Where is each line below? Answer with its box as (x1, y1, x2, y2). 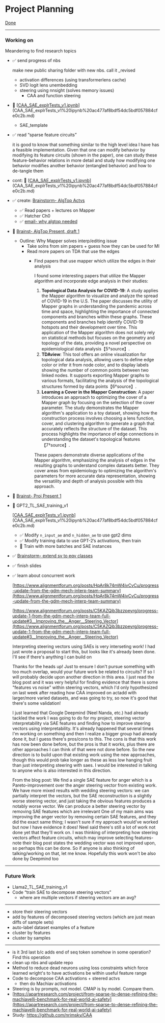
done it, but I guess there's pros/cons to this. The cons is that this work (12, 736, 156, 742)
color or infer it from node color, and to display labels (41, 362, 149, 368)
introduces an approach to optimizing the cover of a (41, 394, 147, 400)
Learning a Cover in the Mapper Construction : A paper (41, 389, 155, 395)
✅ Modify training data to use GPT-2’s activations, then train (19, 538, 141, 544)
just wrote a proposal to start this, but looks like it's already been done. (12, 649, 156, 655)
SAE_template (19, 122, 48, 128)
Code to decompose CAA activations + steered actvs (12, 975, 120, 981)
